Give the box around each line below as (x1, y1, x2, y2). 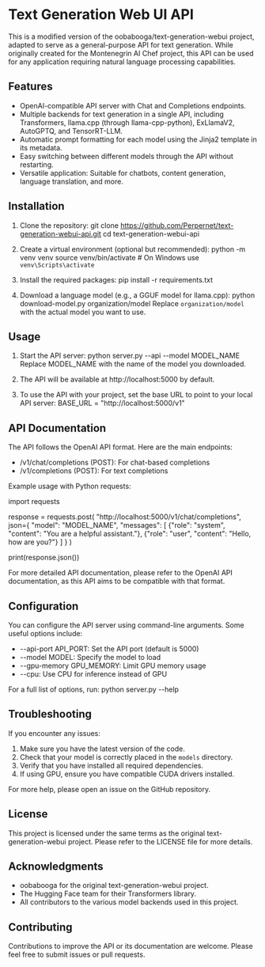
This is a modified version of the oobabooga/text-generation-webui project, (8, 32, 255, 41)
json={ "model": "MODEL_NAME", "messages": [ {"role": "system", (8, 521, 225, 530)
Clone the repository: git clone (19, 220, 119, 230)
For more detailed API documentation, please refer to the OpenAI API (8, 568, 233, 578)
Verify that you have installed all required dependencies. (19, 760, 204, 770)
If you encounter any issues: (8, 728, 101, 738)
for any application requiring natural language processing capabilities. (8, 57, 236, 66)
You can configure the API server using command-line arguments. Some (8, 620, 244, 630)
